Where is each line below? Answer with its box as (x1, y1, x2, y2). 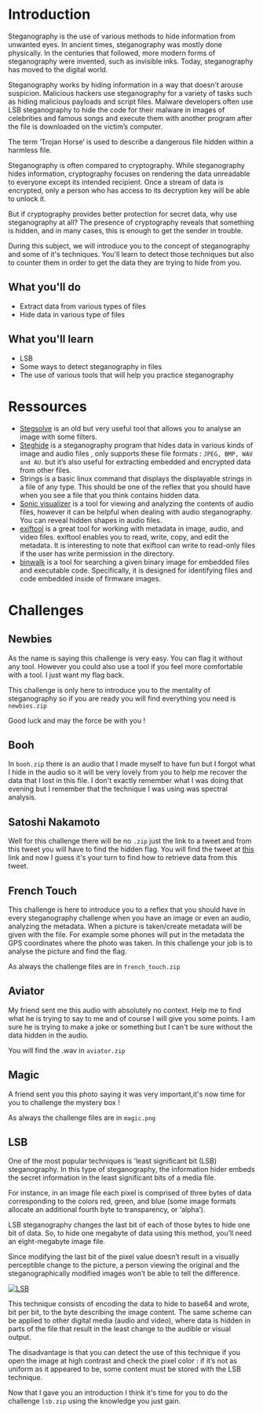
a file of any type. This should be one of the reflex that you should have (19, 481, 251, 492)
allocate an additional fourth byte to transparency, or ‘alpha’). (8, 1205, 206, 1214)
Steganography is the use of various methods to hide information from (8, 31, 236, 41)
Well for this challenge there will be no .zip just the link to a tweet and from (8, 836, 252, 846)
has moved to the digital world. (8, 64, 108, 74)
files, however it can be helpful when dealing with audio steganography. (19, 507, 253, 516)
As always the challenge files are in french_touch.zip (8, 961, 181, 971)
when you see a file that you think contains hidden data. (19, 490, 201, 500)
